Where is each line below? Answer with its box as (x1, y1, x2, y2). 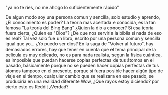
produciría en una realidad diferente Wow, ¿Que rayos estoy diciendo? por (5, 78, 159, 84)
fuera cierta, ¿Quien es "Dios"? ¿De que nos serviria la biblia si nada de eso (5, 30, 162, 36)
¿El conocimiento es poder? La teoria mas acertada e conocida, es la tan (5, 20, 156, 25)
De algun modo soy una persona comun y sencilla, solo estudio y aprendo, (5, 14, 160, 20)
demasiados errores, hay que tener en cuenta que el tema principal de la (5, 46, 156, 52)
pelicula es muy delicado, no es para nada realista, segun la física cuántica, (5, 52, 162, 58)
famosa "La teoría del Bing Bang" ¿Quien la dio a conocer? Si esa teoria (5, 25, 154, 31)
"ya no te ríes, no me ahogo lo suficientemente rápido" (5, 5, 120, 10)
